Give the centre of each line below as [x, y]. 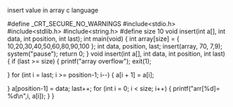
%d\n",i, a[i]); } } [31, 96]
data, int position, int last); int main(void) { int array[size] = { [94, 39]
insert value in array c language [53, 10]
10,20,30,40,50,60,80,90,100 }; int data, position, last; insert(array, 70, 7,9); [115, 46]
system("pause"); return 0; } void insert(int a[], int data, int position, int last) [116, 53]
